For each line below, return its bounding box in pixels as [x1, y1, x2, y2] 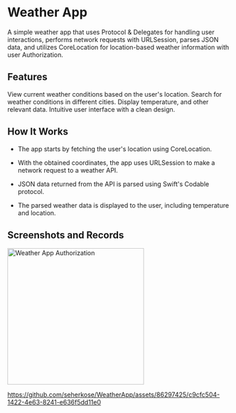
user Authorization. [7, 50, 64, 59]
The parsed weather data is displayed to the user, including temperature [17, 200, 230, 210]
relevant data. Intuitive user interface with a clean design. [7, 104, 176, 114]
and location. [17, 208, 56, 217]
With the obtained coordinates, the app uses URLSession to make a [17, 158, 215, 167]
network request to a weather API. [17, 166, 119, 174]
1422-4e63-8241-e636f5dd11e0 [7, 398, 102, 407]
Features [7, 71, 48, 83]
